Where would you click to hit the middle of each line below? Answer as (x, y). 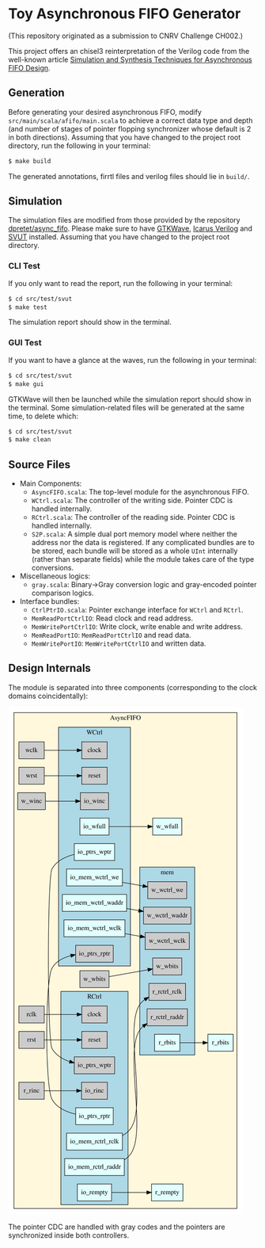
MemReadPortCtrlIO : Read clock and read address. (112, 618)
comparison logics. (62, 593)
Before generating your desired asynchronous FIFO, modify (105, 112)
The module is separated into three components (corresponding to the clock (132, 687)
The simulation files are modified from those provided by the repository (124, 220)
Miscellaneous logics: (55, 576)
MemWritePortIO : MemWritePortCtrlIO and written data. (119, 643)
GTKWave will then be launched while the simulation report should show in (130, 399)
